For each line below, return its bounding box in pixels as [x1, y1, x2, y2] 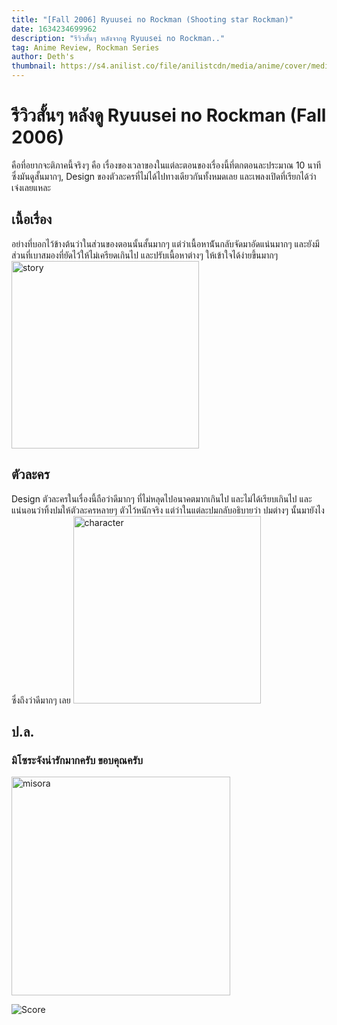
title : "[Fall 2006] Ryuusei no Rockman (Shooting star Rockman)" [11, 14, 294, 25]
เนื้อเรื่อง [11, 211, 53, 228]
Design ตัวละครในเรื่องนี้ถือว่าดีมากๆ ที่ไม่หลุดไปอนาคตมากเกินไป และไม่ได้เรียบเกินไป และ [11, 492, 313, 505]
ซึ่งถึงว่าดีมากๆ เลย [11, 694, 71, 706]
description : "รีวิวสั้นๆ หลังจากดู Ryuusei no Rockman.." [11, 33, 226, 43]
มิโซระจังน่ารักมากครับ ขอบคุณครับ [11, 753, 143, 767]
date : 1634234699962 [11, 24, 98, 34]
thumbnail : [11, 61, 57, 71]
